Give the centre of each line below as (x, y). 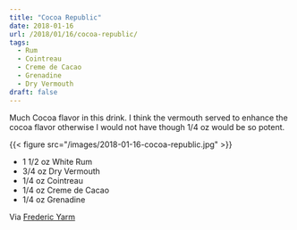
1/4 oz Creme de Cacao (66, 190)
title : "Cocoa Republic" (55, 17)
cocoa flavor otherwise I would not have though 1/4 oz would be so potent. (147, 127)
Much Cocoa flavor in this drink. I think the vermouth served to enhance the (148, 118)
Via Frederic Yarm (42, 217)
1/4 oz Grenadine (54, 199)
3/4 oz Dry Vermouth (61, 171)
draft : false (34, 92)
